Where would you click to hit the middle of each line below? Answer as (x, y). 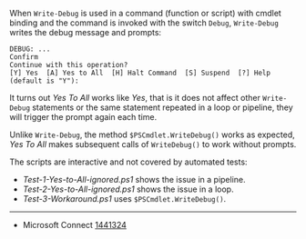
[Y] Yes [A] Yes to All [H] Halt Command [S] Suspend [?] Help (140, 73)
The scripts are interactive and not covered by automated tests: (128, 162)
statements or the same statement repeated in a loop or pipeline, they (162, 107)
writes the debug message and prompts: (86, 32)
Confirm (24, 57)
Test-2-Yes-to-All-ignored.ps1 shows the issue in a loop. (128, 189)
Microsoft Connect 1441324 (75, 225)
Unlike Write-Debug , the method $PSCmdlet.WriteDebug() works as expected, (152, 134)
